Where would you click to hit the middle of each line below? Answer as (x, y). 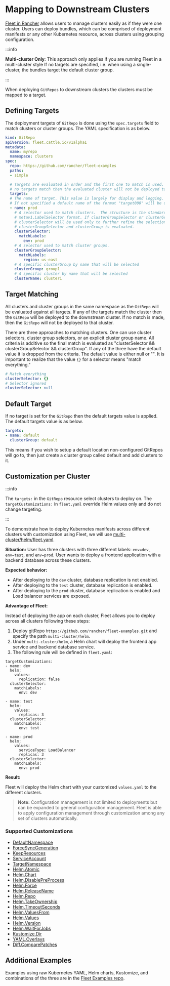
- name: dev (18, 666)
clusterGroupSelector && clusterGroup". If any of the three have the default (83, 348)
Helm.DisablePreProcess (38, 880)
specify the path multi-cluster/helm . (51, 636)
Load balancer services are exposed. (51, 596)
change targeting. (24, 509)
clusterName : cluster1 (38, 279)
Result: (13, 777)
